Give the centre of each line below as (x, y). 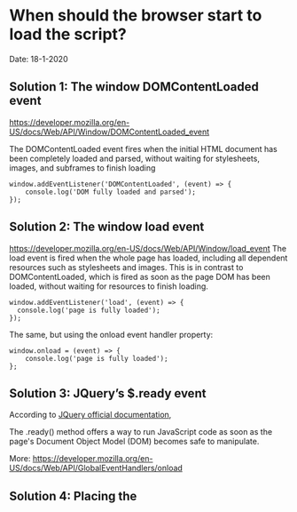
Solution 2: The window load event (107, 227)
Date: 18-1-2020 (39, 59)
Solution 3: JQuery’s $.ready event (108, 393)
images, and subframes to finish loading (82, 168)
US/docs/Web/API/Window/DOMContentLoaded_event (109, 132)
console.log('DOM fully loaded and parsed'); (111, 192)
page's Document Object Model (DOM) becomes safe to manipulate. (134, 442)
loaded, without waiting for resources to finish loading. (109, 286)
